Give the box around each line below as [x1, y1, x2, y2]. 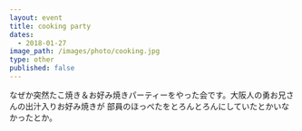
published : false [9, 64, 75, 73]
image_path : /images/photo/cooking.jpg [9, 47, 161, 56]
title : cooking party [9, 22, 92, 31]
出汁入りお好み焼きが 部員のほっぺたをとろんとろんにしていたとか [24, 100, 274, 111]
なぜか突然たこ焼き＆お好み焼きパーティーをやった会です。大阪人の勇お [9, 89, 278, 100]
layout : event [9, 13, 63, 23]
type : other [9, 55, 54, 64]
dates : [9, 30, 34, 39]
